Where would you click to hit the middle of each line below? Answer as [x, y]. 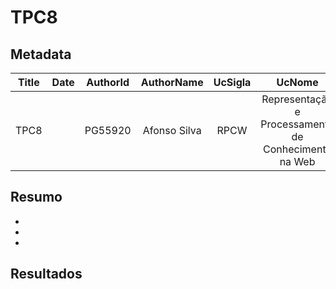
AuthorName [172, 82]
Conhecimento [298, 149]
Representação [297, 99]
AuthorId [108, 82]
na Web [297, 161]
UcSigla [232, 82]
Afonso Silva [172, 130]
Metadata [41, 54]
